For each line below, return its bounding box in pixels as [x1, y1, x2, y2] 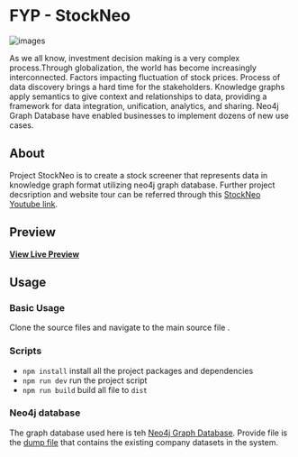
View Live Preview [9, 249, 79, 260]
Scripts [9, 344, 42, 357]
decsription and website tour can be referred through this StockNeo [9, 188, 261, 199]
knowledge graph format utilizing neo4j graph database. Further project [9, 179, 275, 190]
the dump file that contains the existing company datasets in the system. [9, 436, 279, 447]
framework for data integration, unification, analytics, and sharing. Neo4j [9, 100, 279, 111]
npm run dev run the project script [22, 375, 148, 386]
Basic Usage [9, 301, 66, 314]
